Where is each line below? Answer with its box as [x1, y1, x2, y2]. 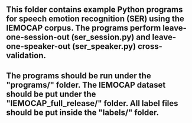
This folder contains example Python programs [6, 5, 183, 15]
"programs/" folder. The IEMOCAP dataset [6, 79, 166, 90]
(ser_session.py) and [71, 32, 151, 42]
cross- [138, 41, 162, 52]
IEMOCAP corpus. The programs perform [6, 23, 161, 33]
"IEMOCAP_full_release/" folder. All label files [6, 98, 178, 108]
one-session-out [6, 32, 70, 42]
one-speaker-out [6, 41, 71, 52]
